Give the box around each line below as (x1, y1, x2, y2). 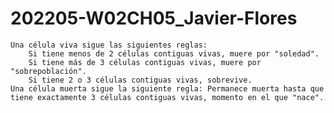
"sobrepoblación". (10, 66, 87, 76)
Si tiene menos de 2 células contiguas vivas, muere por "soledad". (28, 48, 320, 59)
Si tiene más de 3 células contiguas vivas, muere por (28, 57, 262, 67)
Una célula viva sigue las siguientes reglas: (10, 40, 208, 50)
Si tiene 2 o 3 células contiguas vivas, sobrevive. (28, 75, 253, 85)
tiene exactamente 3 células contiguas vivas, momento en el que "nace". (10, 92, 325, 102)
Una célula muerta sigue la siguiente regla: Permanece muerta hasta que (10, 83, 325, 94)
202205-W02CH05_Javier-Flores (10, 7, 298, 30)
